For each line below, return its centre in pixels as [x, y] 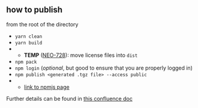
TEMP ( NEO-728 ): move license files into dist [81, 55]
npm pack [26, 62]
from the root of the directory [42, 24]
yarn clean [28, 36]
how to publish [34, 10]
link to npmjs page [47, 87]
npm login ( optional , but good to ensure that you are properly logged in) [104, 68]
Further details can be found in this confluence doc [70, 98]
